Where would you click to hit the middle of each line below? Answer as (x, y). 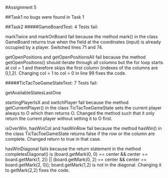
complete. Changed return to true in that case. (53, 139)
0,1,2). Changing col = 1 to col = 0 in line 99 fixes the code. (66, 73)
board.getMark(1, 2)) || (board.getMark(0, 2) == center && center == (76, 159)
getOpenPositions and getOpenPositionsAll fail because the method (75, 57)
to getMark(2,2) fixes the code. (37, 170)
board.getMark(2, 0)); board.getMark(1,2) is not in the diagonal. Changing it (83, 165)
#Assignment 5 (21, 7)
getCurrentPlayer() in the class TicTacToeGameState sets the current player (83, 108)
